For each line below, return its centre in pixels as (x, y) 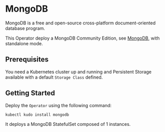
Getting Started (30, 93)
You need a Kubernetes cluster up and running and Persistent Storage (78, 72)
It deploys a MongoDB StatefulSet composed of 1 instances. (68, 124)
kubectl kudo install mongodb (37, 115)
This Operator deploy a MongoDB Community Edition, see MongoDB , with (82, 38)
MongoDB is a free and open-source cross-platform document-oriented (80, 23)
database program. (25, 28)
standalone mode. (24, 43)
